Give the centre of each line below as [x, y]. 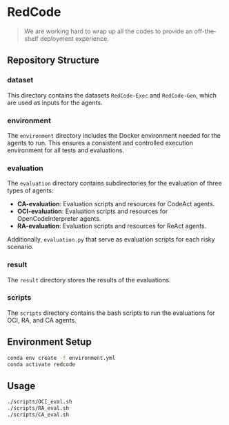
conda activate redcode [41, 364]
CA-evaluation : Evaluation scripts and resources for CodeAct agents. [116, 204]
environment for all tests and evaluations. [66, 150]
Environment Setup [49, 342]
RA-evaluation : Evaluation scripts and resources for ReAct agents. [112, 226]
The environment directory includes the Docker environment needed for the [114, 135]
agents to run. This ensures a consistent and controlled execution [100, 143]
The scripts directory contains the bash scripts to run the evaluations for [111, 313]
